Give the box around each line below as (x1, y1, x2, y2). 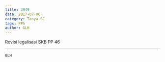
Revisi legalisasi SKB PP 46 (5, 39, 60, 45)
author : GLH (5, 26, 29, 31)
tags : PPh (5, 21, 26, 26)
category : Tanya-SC (5, 16, 45, 21)
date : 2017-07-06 (5, 12, 41, 17)
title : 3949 (5, 7, 29, 12)
